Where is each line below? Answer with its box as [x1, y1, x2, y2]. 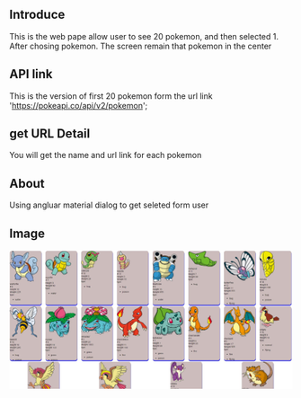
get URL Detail [9, 126, 91, 142]
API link [9, 66, 53, 82]
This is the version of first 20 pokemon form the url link [9, 90, 213, 102]
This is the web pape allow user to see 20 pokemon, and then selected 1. [9, 31, 279, 41]
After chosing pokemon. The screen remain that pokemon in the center [9, 40, 272, 51]
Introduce [9, 7, 66, 22]
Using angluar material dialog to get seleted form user [9, 199, 209, 210]
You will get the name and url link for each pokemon [9, 150, 202, 161]
